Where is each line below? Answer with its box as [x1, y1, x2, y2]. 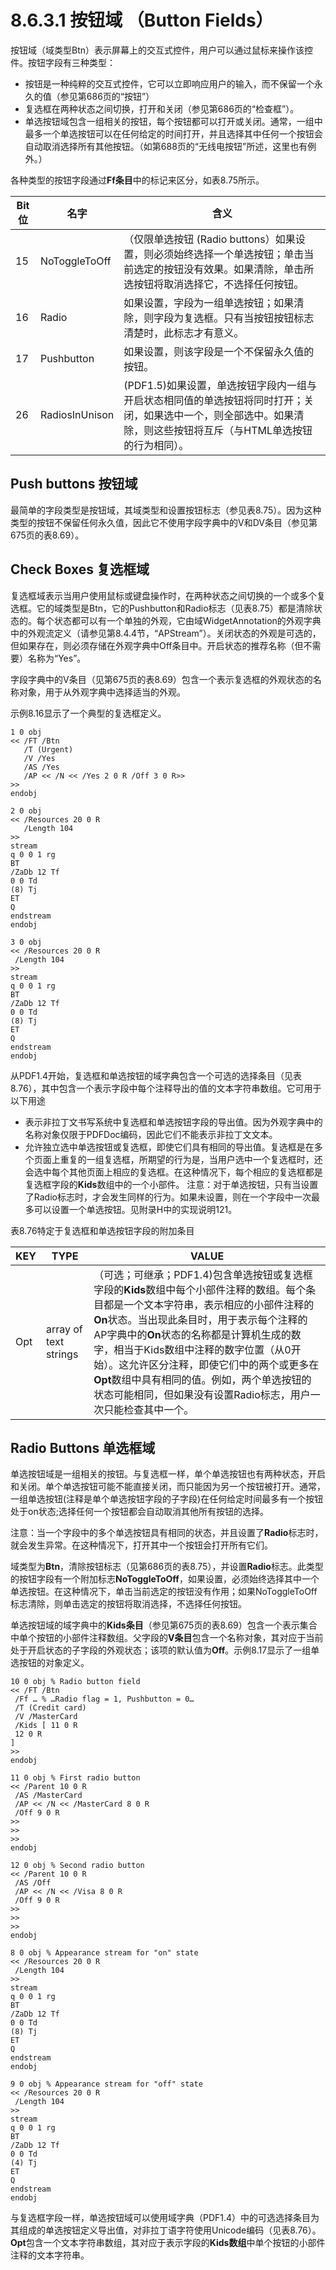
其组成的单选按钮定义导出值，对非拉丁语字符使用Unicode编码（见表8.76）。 [10, 2224, 322, 2236]
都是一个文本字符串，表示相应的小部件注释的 [103, 1297, 315, 1311]
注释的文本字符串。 [10, 2249, 90, 2261]
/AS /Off [14, 1878, 52, 1888]
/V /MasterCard [14, 1712, 78, 1722]
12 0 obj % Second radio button [10, 1861, 145, 1871]
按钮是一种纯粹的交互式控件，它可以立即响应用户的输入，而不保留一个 [24, 77, 315, 90]
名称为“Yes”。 [27, 652, 87, 664]
